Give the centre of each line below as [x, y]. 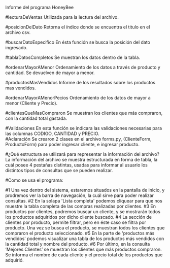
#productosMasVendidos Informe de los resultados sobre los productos [80, 82]
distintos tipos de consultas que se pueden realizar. [59, 170]
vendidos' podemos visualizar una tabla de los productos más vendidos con [85, 239]
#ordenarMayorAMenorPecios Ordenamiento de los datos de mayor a [78, 98]
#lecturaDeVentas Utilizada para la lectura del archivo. [62, 17]
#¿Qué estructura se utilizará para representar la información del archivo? [82, 154]
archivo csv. [18, 32]
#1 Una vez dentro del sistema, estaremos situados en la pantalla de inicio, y [85, 190]
